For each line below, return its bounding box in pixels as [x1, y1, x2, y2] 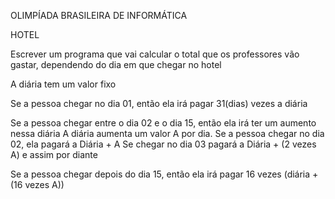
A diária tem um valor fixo [10, 78, 117, 90]
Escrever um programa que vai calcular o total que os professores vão [10, 48, 300, 60]
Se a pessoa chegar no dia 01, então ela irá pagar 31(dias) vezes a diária [10, 98, 308, 109]
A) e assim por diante [10, 149, 98, 160]
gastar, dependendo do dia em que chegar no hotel [10, 59, 222, 70]
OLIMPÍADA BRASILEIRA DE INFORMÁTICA [10, 10, 188, 21]
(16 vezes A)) [10, 179, 65, 190]
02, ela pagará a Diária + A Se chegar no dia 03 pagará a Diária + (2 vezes [10, 138, 317, 150]
